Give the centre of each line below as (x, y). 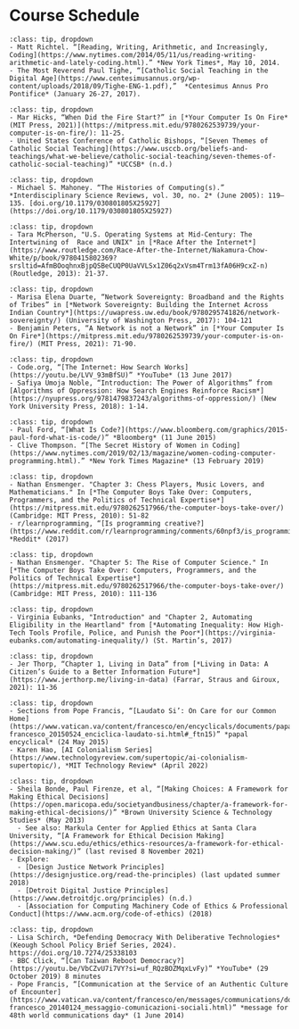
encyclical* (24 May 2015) (59, 742)
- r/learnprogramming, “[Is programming (85, 523)
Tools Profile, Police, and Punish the (103, 633)
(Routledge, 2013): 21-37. (59, 273)
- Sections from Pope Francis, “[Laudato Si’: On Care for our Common (143, 710)
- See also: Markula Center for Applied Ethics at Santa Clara (137, 828)
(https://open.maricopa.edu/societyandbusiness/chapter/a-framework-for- (149, 804)
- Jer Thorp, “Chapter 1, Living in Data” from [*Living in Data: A (139, 664)
